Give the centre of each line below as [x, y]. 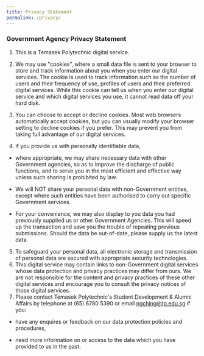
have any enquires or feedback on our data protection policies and [99, 321]
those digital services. [43, 290]
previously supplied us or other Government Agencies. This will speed [103, 220]
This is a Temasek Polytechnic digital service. [72, 52]
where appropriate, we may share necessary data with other [91, 158]
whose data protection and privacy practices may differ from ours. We [103, 271]
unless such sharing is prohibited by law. [66, 177]
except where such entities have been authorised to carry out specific [103, 195]
